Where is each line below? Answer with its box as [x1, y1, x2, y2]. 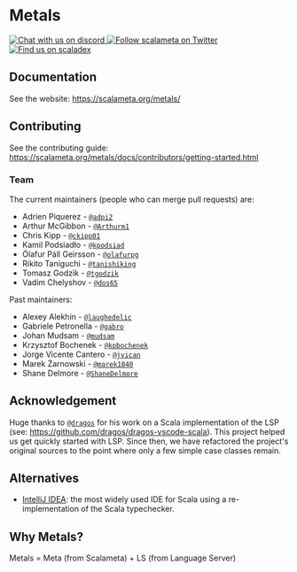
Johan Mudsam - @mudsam [21, 329, 115, 341]
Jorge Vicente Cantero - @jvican [21, 349, 141, 359]
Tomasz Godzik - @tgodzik [21, 267, 120, 278]
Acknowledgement [9, 393, 117, 408]
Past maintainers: [9, 294, 73, 305]
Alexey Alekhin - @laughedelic [21, 311, 132, 321]
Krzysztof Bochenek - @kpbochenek [21, 339, 149, 350]
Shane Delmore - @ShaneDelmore [21, 367, 139, 378]
